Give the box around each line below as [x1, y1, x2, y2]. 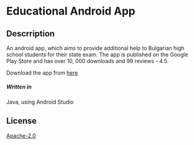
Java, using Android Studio [6, 98, 74, 106]
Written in [6, 83, 32, 90]
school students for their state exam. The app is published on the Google [6, 51, 189, 58]
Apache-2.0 [6, 132, 36, 139]
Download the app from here [6, 69, 78, 76]
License [6, 116, 37, 126]
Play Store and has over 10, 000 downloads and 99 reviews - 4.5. [6, 58, 169, 64]
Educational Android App [6, 4, 135, 18]
